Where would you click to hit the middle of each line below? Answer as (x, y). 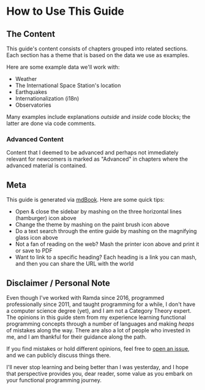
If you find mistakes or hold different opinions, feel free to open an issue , (98, 348)
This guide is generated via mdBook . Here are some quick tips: (86, 200)
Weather (26, 79)
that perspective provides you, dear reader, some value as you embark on (99, 373)
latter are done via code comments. (51, 123)
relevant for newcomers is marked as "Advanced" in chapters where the (97, 159)
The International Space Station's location (68, 85)
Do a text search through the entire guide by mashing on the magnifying (106, 231)
